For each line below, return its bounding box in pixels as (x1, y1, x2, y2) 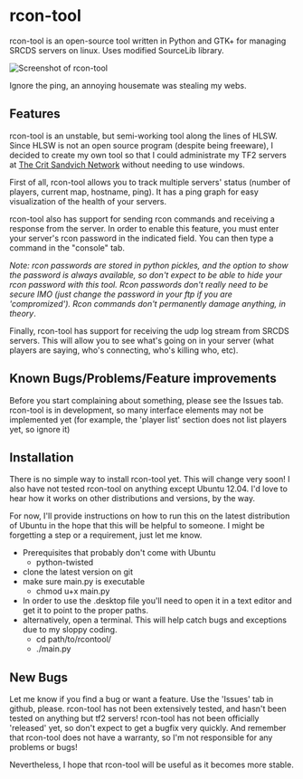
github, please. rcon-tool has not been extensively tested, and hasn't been (9, 703, 287, 715)
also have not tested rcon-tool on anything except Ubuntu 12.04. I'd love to (9, 483, 288, 494)
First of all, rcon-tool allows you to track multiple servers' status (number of (9, 176, 291, 187)
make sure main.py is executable (22, 576, 146, 587)
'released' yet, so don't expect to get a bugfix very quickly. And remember (9, 723, 287, 734)
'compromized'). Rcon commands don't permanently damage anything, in (9, 298, 287, 309)
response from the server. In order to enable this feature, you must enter (9, 223, 279, 233)
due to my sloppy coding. (22, 624, 118, 635)
